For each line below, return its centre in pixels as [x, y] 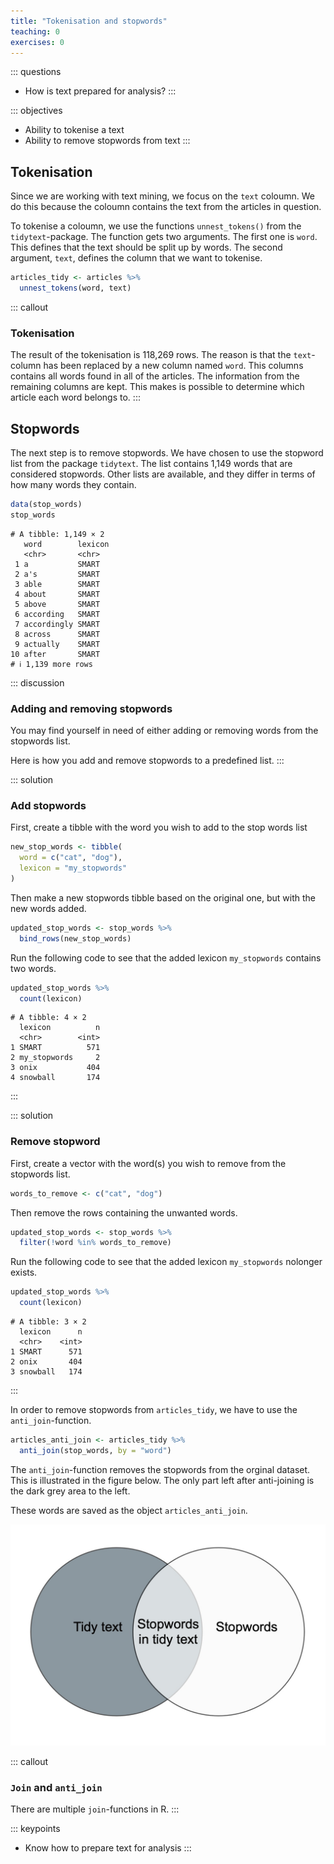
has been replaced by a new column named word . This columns [173, 366]
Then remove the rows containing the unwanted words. [124, 1212]
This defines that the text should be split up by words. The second [146, 247]
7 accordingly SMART [57, 624]
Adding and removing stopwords [91, 708]
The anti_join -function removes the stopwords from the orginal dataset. [160, 1469]
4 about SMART [57, 594]
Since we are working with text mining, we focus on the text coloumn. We [162, 196]
